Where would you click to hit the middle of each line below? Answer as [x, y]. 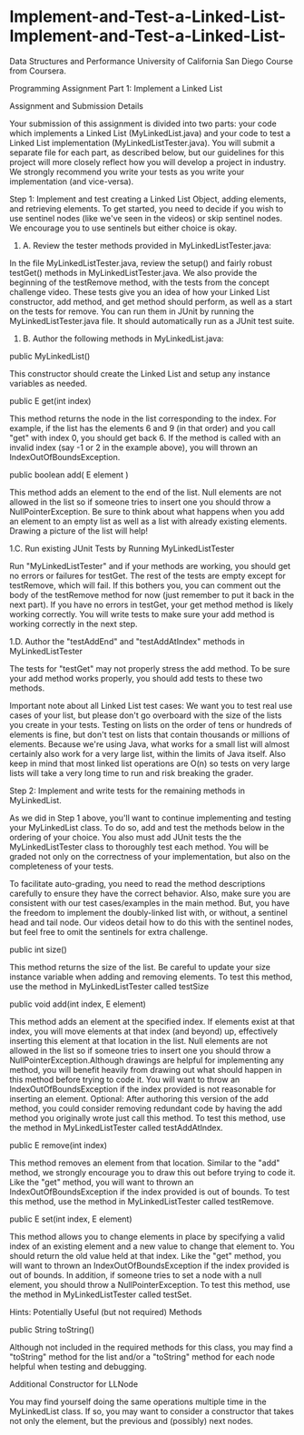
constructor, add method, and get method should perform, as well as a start [151, 301]
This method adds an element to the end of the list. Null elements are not [146, 492]
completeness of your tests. [62, 866]
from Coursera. [38, 71]
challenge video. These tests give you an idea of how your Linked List [140, 291]
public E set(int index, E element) [71, 1219]
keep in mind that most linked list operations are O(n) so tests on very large [150, 763]
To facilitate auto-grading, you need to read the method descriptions [137, 883]
